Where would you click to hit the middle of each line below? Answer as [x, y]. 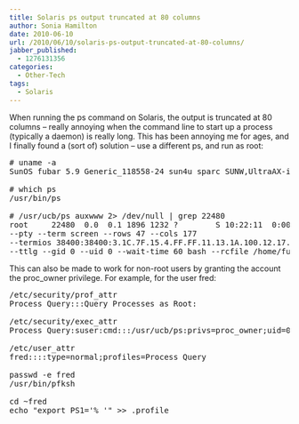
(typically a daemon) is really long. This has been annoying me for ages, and [149, 136]
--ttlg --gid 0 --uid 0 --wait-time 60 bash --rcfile [129, 251]
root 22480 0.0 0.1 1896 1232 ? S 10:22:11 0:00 [150, 224]
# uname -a [33, 162]
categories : [31, 68]
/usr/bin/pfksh [42, 384]
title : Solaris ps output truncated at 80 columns [105, 17]
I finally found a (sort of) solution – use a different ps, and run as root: [137, 145]
